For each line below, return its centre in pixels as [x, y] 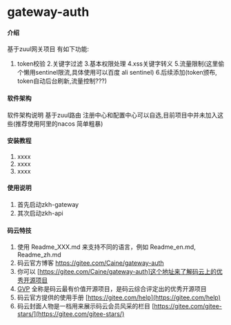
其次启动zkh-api [40, 213]
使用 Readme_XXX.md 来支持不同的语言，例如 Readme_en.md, [107, 247]
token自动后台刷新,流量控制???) [62, 81]
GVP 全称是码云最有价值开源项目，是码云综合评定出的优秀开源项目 [112, 289]
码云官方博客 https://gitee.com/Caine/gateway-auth [90, 263]
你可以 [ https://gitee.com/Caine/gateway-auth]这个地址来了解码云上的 [117, 272]
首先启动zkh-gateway [48, 204]
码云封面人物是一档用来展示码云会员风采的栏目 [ [86, 306]
